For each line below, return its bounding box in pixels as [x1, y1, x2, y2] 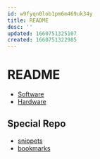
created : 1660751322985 [7, 37, 77, 44]
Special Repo [7, 117, 66, 130]
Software [17, 90, 44, 98]
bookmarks [17, 144, 51, 152]
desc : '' [7, 23, 33, 30]
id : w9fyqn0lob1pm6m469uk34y [7, 10, 93, 18]
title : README [7, 17, 49, 24]
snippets [17, 136, 43, 145]
